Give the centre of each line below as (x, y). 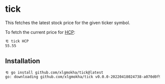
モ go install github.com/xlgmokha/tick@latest (54, 72)
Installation (23, 61)
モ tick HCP (17, 41)
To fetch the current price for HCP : (40, 32)
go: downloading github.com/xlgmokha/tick (49, 77)
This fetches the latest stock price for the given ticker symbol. (68, 23)
